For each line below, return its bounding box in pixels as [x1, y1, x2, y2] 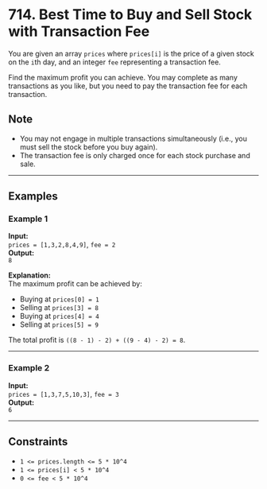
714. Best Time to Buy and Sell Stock [8, 6, 253, 24]
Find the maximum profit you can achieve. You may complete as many [8, 72, 238, 82]
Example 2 [8, 363, 50, 374]
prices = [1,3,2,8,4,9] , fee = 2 [8, 240, 116, 250]
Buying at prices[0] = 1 [19, 294, 99, 304]
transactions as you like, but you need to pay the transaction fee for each [8, 81, 248, 91]
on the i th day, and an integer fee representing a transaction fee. [8, 57, 221, 67]
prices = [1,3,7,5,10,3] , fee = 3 [8, 389, 119, 398]
